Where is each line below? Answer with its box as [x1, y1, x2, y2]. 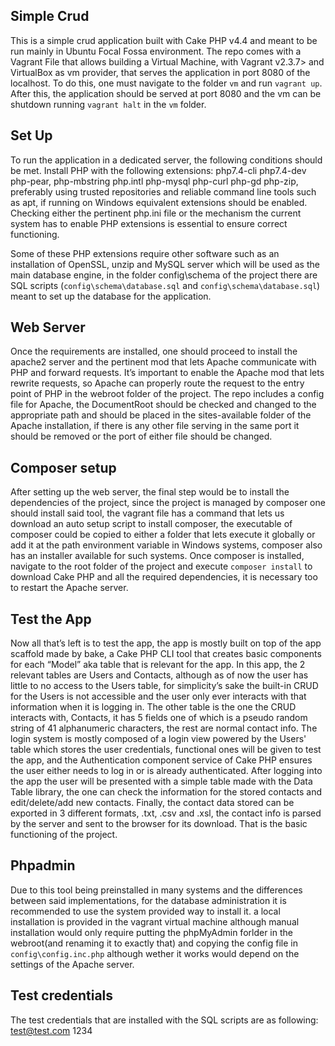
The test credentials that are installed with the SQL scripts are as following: [10, 1014, 319, 1026]
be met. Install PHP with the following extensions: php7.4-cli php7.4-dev [10, 164, 307, 176]
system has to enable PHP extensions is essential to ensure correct [10, 217, 288, 229]
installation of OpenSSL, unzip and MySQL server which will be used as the [10, 258, 320, 270]
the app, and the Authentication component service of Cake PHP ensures [10, 754, 313, 766]
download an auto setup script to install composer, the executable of [10, 518, 293, 530]
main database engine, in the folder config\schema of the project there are [10, 269, 318, 281]
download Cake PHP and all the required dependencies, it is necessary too [10, 571, 318, 583]
